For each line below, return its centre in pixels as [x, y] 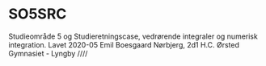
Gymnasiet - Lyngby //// [48, 53]
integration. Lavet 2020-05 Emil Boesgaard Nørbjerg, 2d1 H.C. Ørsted [124, 44]
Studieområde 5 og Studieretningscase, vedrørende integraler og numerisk [133, 36]
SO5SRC [38, 14]
